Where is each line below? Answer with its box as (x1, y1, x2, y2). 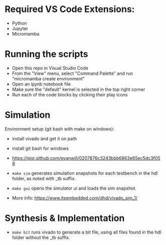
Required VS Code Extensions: (5, 4, 135, 15)
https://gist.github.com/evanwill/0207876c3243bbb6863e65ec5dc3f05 (12, 155, 161, 161)
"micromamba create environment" (12, 75, 85, 81)
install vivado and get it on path (12, 136, 77, 142)
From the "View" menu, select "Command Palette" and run (12, 70, 133, 76)
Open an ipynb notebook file (12, 81, 71, 87)
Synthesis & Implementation (5, 212, 125, 224)
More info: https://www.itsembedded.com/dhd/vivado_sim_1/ (12, 195, 138, 201)
